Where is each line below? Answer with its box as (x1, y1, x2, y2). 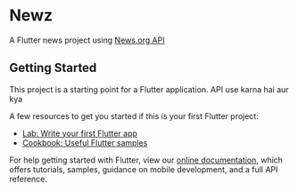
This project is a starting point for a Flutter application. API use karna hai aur (9, 84, 289, 94)
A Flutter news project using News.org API (9, 35, 165, 45)
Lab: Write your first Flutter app (21, 128, 138, 139)
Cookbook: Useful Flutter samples (21, 137, 148, 147)
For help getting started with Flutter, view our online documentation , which (9, 155, 284, 165)
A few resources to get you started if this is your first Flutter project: (9, 110, 259, 121)
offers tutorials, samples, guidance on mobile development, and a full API (9, 163, 278, 174)
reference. (9, 173, 47, 184)
